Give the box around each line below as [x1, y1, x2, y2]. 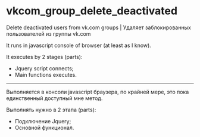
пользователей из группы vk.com [6, 30, 91, 37]
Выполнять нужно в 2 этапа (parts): [6, 106, 96, 113]
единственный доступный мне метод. [6, 94, 103, 102]
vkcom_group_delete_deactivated [6, 4, 177, 18]
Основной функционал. [14, 124, 74, 131]
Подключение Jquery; [14, 117, 71, 124]
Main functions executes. [14, 71, 77, 78]
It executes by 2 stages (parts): [6, 53, 83, 60]
